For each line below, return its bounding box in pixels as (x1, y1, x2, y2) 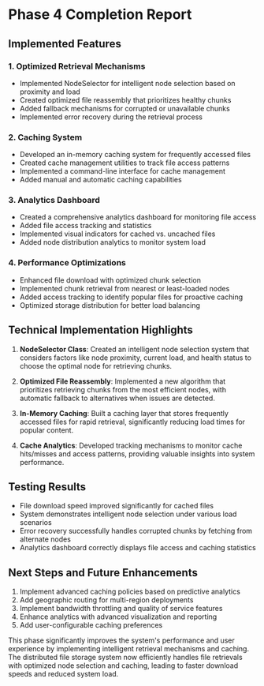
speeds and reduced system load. (8, 669, 119, 679)
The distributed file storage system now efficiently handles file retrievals (8, 653, 243, 662)
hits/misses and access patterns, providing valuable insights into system (19, 448, 255, 459)
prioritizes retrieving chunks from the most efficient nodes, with (19, 384, 227, 394)
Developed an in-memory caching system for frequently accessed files (19, 150, 251, 159)
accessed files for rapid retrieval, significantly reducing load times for (19, 417, 246, 426)
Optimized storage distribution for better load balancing (19, 300, 201, 309)
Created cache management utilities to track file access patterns (19, 158, 230, 167)
